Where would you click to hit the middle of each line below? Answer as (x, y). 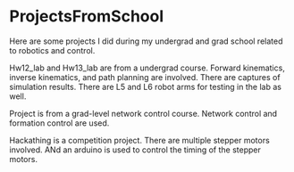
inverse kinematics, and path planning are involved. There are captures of (145, 77)
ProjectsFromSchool (87, 16)
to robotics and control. (52, 50)
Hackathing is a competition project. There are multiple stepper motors (139, 140)
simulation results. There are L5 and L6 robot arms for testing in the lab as (145, 86)
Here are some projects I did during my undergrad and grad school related (146, 41)
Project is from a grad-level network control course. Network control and (143, 113)
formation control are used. (59, 123)
